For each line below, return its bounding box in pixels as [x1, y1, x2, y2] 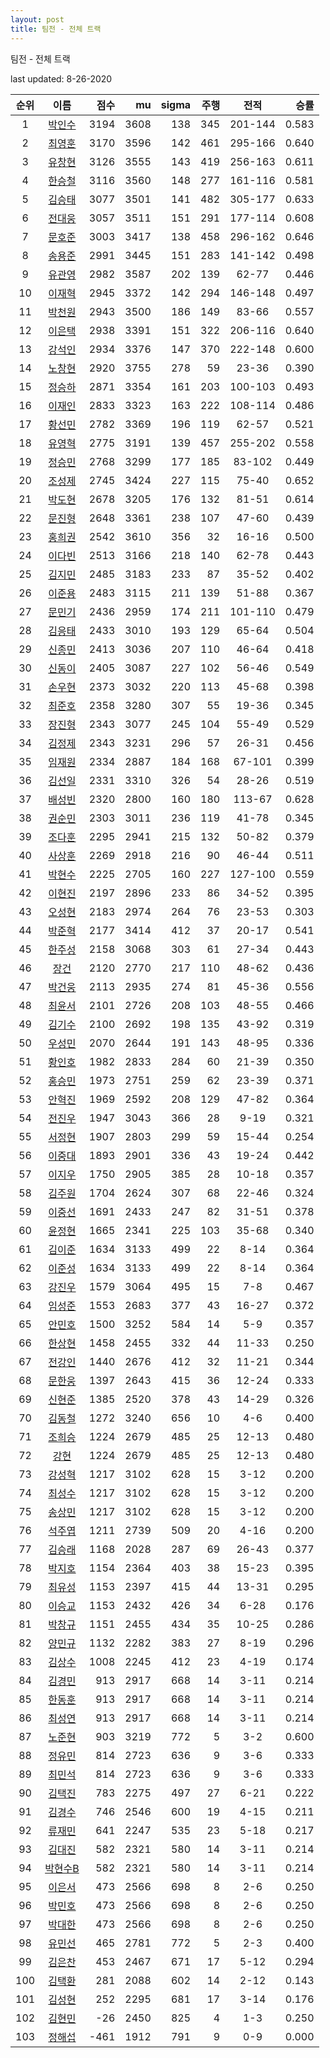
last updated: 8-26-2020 [10, 72, 113, 85]
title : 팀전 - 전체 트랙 [10, 24, 102, 34]
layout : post [10, 14, 65, 25]
